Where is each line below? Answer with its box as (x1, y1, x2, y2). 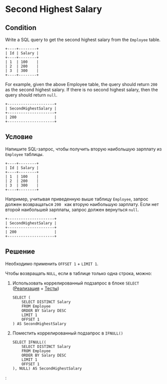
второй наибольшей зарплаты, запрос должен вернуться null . (5, 206, 139, 212)
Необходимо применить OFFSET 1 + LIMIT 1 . (5, 260, 99, 266)
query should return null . (5, 92, 57, 98)
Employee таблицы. (5, 151, 44, 157)
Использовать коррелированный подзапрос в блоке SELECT (12, 280, 140, 286)
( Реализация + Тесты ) (12, 285, 59, 291)
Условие (5, 132, 33, 141)
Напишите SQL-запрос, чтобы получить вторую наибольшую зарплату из (5, 146, 162, 152)
